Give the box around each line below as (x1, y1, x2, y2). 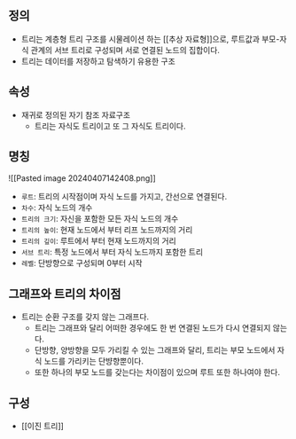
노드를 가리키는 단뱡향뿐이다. (43, 356, 144, 366)
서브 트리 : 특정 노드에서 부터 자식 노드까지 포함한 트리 (20, 247, 204, 257)
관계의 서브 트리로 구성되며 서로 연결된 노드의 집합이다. (30, 44, 221, 55)
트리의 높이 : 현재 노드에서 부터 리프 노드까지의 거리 (20, 224, 193, 235)
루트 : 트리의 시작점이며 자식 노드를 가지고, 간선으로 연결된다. (20, 192, 228, 202)
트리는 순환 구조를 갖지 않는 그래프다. (20, 311, 150, 322)
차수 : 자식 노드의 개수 (20, 202, 93, 213)
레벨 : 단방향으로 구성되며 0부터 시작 (20, 258, 143, 269)
